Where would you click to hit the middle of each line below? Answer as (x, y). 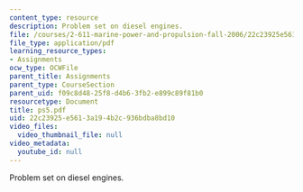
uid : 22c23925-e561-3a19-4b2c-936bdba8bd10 (92, 118)
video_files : (34, 127)
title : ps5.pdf (38, 110)
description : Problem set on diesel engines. (96, 26)
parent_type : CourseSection (62, 85)
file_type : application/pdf (62, 43)
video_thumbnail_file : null (70, 135)
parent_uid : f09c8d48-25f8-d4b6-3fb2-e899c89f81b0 (106, 93)
